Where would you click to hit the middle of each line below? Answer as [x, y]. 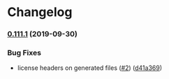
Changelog [40, 12]
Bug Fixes [24, 53]
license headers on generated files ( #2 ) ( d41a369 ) [90, 68]
